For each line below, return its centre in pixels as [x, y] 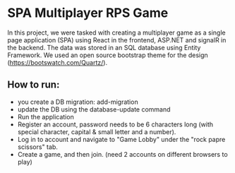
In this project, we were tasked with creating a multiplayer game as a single [116, 32]
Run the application [46, 117]
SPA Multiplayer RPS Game [88, 13]
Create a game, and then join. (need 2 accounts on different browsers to [122, 154]
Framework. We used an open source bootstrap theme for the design [108, 55]
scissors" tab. [37, 147]
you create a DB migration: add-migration [78, 102]
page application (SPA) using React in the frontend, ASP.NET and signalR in [117, 40]
